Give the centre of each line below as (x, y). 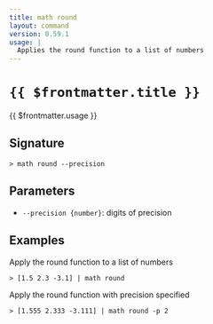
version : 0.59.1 (39, 34)
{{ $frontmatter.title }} (105, 93)
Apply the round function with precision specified (99, 295)
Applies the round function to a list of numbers (110, 51)
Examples (37, 241)
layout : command (39, 26)
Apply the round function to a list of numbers (91, 262)
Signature (37, 143)
